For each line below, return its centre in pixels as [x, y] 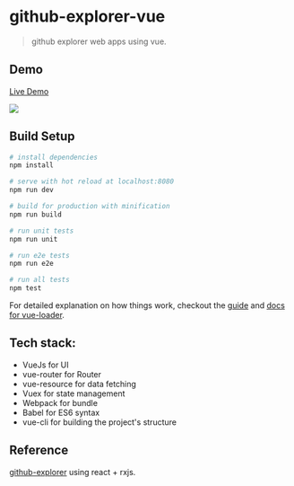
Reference [39, 451]
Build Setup [42, 137]
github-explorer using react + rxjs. [73, 472]
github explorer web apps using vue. [99, 41]
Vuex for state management [73, 393]
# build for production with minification [90, 207]
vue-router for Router [61, 374]
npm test [26, 288]
